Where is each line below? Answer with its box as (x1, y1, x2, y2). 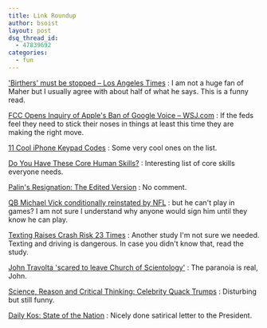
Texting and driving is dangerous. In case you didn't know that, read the (8, 239, 245, 248)
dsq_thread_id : (8, 34, 59, 42)
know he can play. (8, 215, 68, 224)
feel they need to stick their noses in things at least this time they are (8, 119, 234, 128)
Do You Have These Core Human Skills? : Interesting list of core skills (8, 158, 235, 168)
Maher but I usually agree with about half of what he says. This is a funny (8, 86, 249, 96)
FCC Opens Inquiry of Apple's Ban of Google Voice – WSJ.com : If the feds (8, 110, 253, 120)
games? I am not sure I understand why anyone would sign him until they (8, 206, 248, 215)
